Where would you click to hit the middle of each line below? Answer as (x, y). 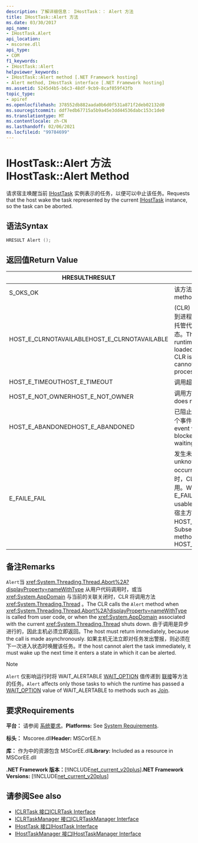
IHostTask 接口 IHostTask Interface (56, 826)
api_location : (24, 39)
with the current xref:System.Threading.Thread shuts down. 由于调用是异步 (98, 624)
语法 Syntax (27, 226)
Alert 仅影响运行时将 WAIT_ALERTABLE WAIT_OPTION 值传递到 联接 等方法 (97, 677)
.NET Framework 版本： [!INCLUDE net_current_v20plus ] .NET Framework (95, 769)
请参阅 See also (34, 796)
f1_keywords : (22, 61)
